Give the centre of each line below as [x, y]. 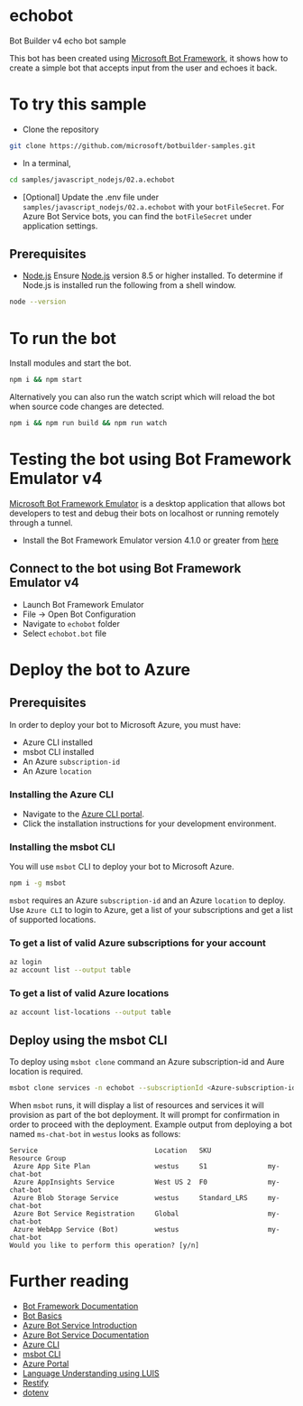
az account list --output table [70, 970]
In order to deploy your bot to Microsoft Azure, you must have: [125, 724]
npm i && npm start [46, 380]
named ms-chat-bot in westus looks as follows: [95, 1134]
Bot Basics [42, 1316]
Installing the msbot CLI [62, 847]
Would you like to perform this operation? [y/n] [105, 1246]
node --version [38, 302]
